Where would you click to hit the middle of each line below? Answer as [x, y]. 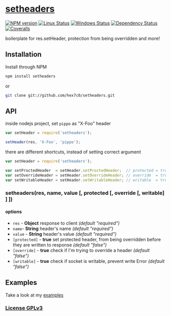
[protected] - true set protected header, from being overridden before [87, 239]
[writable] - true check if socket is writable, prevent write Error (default [89, 261]
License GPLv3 [24, 308]
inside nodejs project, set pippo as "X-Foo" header [58, 124]
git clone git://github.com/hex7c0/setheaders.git [60, 95]
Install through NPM [26, 66]
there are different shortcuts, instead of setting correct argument [73, 152]
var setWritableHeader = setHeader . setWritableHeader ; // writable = [82, 180]
